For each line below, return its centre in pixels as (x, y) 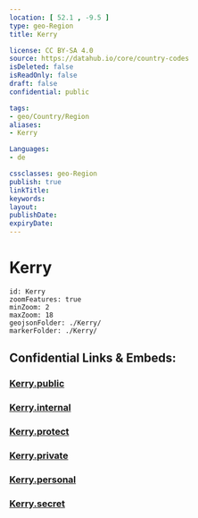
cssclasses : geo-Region (54, 174)
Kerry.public (37, 384)
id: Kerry (28, 292)
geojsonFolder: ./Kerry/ (55, 323)
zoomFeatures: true (45, 299)
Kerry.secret (37, 504)
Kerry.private (39, 455)
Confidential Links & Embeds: (93, 358)
